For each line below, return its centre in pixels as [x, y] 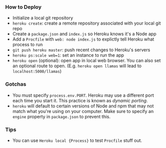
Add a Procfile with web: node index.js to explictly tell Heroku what [83, 39]
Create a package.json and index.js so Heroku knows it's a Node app [84, 34]
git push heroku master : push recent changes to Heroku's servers [81, 50]
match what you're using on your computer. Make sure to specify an [83, 111]
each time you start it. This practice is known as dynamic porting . [80, 100]
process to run [28, 45]
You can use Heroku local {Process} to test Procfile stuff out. [77, 140]
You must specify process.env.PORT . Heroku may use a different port [83, 95]
